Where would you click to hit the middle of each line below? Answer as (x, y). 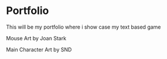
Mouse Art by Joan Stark (36, 38)
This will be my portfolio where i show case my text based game (83, 27)
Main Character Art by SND (39, 49)
